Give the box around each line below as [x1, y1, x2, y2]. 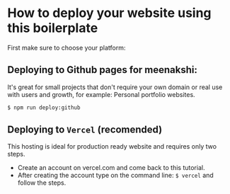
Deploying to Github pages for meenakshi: [7, 64, 198, 76]
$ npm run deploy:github [7, 104, 81, 111]
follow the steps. [17, 178, 67, 187]
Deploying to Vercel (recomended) [7, 124, 163, 136]
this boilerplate [7, 20, 98, 36]
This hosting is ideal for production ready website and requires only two [7, 142, 217, 151]
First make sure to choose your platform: [7, 43, 126, 52]
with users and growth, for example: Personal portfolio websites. [7, 90, 196, 98]
